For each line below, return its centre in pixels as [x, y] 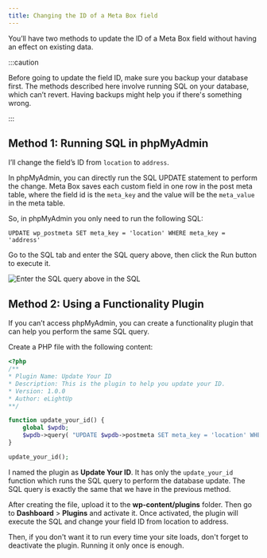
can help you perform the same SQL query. [79, 332]
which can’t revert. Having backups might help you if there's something [125, 94]
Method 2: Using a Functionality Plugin [106, 304]
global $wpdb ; [46, 428]
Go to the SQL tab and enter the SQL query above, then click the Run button [132, 255]
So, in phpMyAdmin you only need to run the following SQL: [106, 219]
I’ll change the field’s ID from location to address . [89, 162]
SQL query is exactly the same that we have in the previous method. [120, 489]
